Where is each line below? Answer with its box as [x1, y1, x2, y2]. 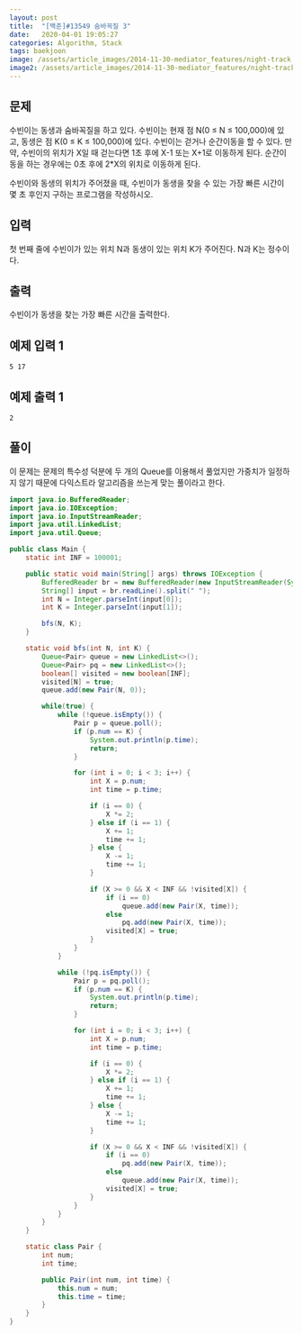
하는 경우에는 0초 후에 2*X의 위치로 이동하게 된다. [25, 159, 200, 169]
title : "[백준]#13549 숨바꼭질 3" [9, 22, 131, 31]
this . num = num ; [57, 1284, 119, 1293]
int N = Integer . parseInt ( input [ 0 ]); [41, 594, 182, 603]
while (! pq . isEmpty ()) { [57, 967, 151, 977]
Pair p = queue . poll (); [73, 719, 164, 728]
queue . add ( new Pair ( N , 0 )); [41, 685, 147, 694]
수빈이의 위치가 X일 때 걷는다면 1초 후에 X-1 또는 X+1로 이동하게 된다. [21, 147, 263, 158]
